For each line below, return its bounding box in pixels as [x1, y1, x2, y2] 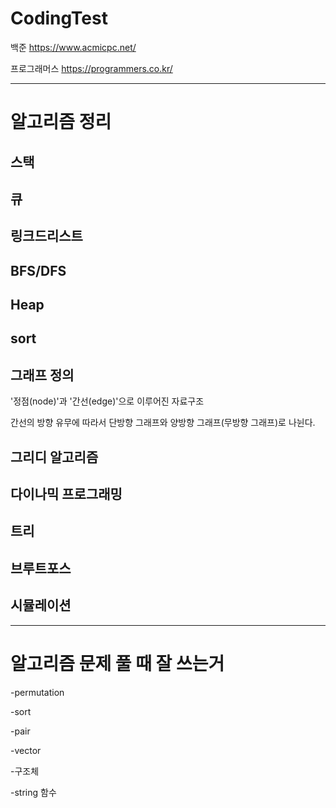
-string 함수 [10, 786, 57, 798]
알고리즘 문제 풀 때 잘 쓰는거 [10, 652, 225, 675]
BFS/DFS [10, 262, 67, 279]
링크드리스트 [10, 228, 83, 245]
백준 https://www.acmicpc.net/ [10, 41, 137, 53]
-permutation [10, 686, 65, 698]
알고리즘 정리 [10, 111, 112, 134]
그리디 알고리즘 [10, 448, 99, 466]
